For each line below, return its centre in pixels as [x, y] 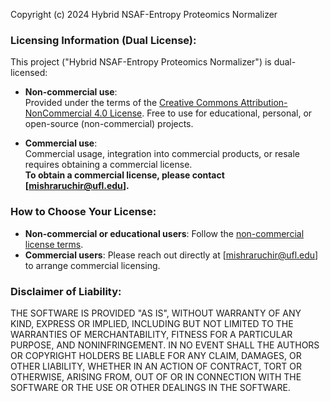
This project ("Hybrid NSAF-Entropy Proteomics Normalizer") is [141, 62]
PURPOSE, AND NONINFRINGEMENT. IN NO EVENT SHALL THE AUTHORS [165, 345]
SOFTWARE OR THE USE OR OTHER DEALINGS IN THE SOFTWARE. [150, 387]
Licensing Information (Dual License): [103, 40]
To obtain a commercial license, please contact [124, 175]
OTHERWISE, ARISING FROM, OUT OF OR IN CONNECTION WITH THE [156, 376]
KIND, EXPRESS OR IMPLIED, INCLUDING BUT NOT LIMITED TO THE [152, 323]
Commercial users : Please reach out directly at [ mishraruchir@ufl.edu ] [171, 255]
